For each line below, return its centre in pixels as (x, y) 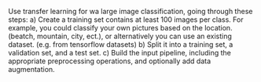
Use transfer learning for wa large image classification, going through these (130, 11)
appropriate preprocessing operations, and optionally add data (110, 61)
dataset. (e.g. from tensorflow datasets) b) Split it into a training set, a (121, 45)
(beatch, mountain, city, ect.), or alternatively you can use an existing (120, 36)
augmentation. (31, 69)
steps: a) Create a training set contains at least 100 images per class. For (126, 20)
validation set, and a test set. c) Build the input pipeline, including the (120, 53)
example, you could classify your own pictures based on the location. (121, 28)
